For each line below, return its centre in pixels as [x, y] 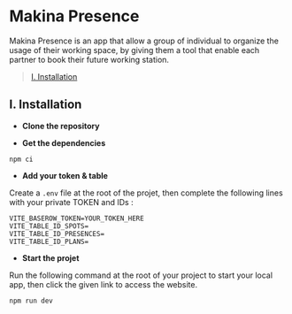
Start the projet [50, 257]
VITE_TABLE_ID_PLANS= [49, 241]
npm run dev [31, 301]
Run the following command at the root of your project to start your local [141, 275]
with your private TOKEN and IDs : [72, 202]
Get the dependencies [64, 142]
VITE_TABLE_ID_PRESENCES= [57, 234]
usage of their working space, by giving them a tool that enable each [134, 50]
